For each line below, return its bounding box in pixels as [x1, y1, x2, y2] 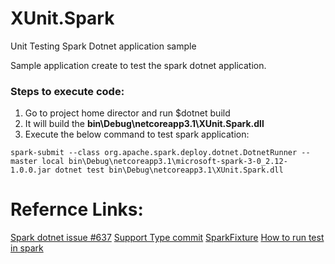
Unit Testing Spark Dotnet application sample [10, 40, 197, 52]
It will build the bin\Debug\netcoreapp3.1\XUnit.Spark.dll [24, 118, 265, 130]
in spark [10, 242, 44, 254]
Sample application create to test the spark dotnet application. [10, 59, 267, 71]
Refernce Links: [10, 198, 144, 221]
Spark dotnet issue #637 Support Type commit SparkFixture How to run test [10, 232, 325, 244]
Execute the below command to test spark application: [24, 128, 250, 141]
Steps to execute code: [10, 84, 125, 98]
